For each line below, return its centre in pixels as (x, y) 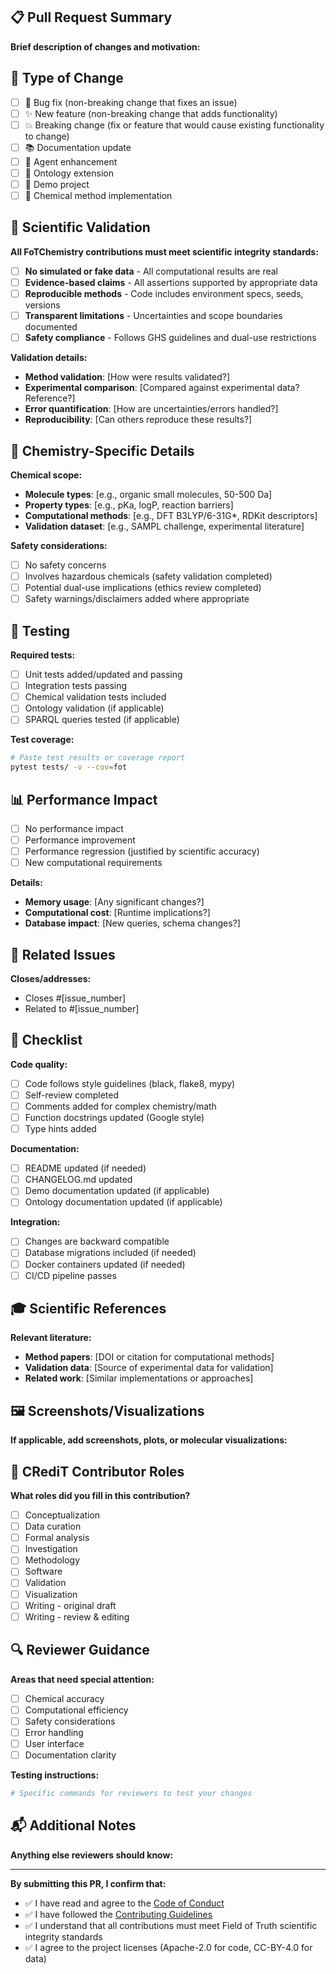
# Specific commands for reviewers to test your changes (131, 1793)
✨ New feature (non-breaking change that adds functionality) (151, 113)
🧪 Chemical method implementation (98, 195)
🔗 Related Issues (63, 954)
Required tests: (43, 655)
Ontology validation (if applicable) (94, 708)
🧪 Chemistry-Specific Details (102, 450)
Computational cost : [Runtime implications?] (117, 913)
